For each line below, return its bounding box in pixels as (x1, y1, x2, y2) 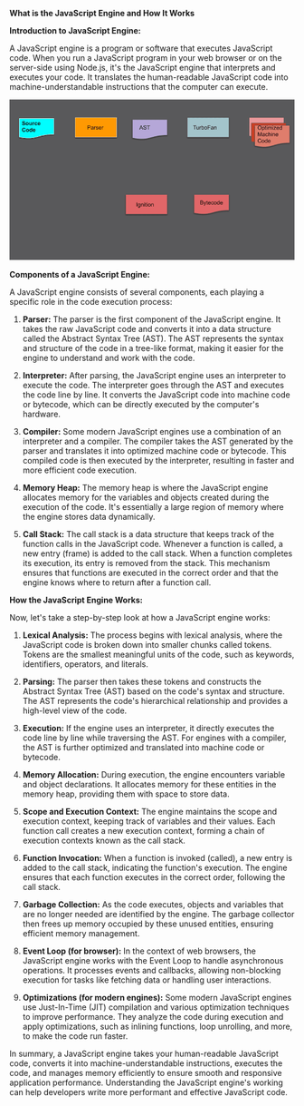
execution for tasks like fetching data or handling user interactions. (22, 974, 271, 985)
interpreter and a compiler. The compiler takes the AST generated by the (22, 436, 294, 446)
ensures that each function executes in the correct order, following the (22, 871, 286, 883)
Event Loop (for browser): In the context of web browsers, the (22, 945, 256, 956)
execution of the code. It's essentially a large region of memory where (22, 501, 285, 512)
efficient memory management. (22, 927, 140, 938)
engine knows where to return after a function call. (22, 576, 212, 588)
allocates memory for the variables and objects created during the (22, 492, 270, 503)
